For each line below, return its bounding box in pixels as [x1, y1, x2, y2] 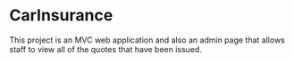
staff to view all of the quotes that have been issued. [9, 43, 203, 54]
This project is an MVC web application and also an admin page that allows [9, 35, 286, 45]
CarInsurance [9, 5, 113, 26]
